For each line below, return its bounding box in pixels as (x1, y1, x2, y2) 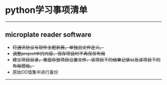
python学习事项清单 (5, 4, 88, 16)
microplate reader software (5, 31, 92, 39)
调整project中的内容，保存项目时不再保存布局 (12, 50, 105, 56)
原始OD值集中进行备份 (12, 69, 59, 75)
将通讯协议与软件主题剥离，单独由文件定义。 (12, 44, 104, 50)
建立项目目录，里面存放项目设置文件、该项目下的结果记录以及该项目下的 (12, 56, 161, 62)
